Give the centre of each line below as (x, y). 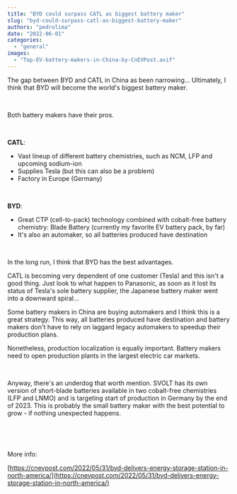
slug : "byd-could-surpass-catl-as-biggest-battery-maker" (94, 20)
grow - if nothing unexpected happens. (64, 413)
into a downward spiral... (43, 298)
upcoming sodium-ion (50, 163)
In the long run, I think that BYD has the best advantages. (91, 261)
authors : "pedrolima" (39, 27)
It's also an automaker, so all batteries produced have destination (112, 235)
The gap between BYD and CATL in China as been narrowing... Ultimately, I (117, 80)
